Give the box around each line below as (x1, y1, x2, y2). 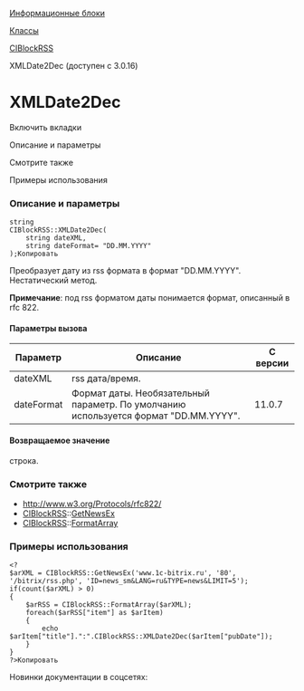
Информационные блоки (9, 8, 106, 18)
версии (255, 357, 290, 369)
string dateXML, (25, 234, 88, 243)
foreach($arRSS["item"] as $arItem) (25, 609, 165, 618)
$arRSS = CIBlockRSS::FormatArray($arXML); (25, 600, 193, 609)
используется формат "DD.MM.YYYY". (71, 409, 241, 422)
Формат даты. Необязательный (71, 387, 210, 399)
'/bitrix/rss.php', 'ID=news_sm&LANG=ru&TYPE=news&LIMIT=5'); (9, 577, 249, 586)
